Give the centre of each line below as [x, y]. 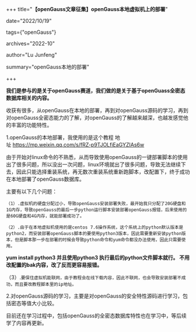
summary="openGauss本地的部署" [48, 67]
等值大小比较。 [39, 303]
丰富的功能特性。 [32, 125]
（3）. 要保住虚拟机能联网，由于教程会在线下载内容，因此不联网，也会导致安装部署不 [94, 277]
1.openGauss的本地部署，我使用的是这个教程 [60, 137]
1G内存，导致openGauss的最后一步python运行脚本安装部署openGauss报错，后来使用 [94, 210]
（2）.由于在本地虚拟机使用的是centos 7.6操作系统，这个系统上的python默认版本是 [95, 227]
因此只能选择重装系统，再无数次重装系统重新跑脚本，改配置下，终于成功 [103, 172]
